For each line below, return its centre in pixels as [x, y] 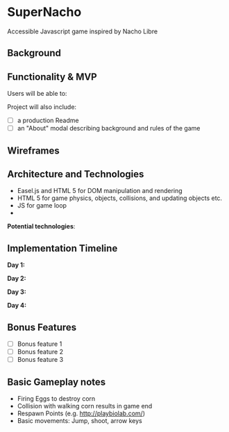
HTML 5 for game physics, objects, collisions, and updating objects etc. [120, 198]
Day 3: [17, 292]
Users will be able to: [37, 94]
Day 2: [17, 279]
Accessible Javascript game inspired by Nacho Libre [83, 31]
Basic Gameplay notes [57, 382]
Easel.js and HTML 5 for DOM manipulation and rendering [100, 191]
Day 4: [17, 306]
